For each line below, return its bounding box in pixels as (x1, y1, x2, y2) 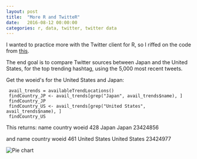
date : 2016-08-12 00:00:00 (6, 19, 78, 25)
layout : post (6, 8, 38, 15)
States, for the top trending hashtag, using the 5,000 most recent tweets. (6, 65, 183, 72)
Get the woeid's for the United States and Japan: (6, 77, 125, 84)
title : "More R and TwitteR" (6, 14, 81, 20)
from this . (6, 48, 29, 55)
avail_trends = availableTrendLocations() (8, 88, 115, 94)
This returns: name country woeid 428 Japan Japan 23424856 (6, 124, 159, 131)
